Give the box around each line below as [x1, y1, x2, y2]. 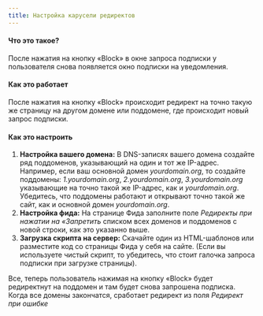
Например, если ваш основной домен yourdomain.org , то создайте [19, 166, 246, 176]
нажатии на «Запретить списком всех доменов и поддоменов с [19, 217, 238, 226]
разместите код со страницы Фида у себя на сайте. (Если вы [19, 242, 226, 251]
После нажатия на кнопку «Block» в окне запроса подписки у [8, 53, 217, 63]
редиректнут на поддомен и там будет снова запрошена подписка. [8, 282, 236, 292]
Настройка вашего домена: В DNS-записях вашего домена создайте [19, 150, 255, 159]
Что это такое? [8, 36, 60, 46]
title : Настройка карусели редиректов [8, 11, 135, 20]
